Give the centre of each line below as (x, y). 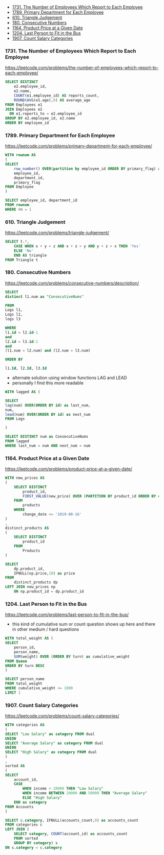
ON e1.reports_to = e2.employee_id (46, 114)
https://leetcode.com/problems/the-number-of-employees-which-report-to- (82, 68)
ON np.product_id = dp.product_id (49, 592)
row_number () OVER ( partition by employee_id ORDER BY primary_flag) (85, 168)
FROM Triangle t (21, 260)
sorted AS (15, 766)
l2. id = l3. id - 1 (21, 342)
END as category (31, 802)
